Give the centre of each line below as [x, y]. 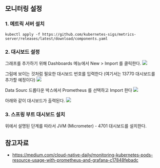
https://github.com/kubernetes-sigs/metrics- [89, 34]
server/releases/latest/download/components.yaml [57, 39]
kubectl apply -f [23, 34]
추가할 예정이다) [20, 80]
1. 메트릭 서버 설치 [25, 24]
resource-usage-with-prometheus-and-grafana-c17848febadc [75, 160]
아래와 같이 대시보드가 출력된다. [35, 100]
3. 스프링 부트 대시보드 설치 [35, 114]
